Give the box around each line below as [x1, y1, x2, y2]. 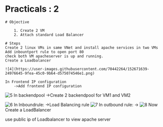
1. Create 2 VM [14, 28, 45, 33]
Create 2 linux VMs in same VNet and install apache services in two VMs [5, 45, 159, 50]
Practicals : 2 [5, 3, 60, 15]
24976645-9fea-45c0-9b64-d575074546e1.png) [5, 71, 95, 76]
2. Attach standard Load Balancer [14, 32, 84, 37]
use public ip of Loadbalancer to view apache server [5, 116, 111, 122]
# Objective [5, 20, 29, 24]
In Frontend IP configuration [5, 79, 67, 84]
